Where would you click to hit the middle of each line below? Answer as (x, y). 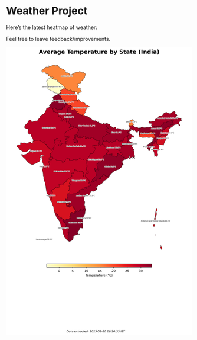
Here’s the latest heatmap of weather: (52, 27)
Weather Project (47, 11)
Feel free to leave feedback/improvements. (58, 39)
